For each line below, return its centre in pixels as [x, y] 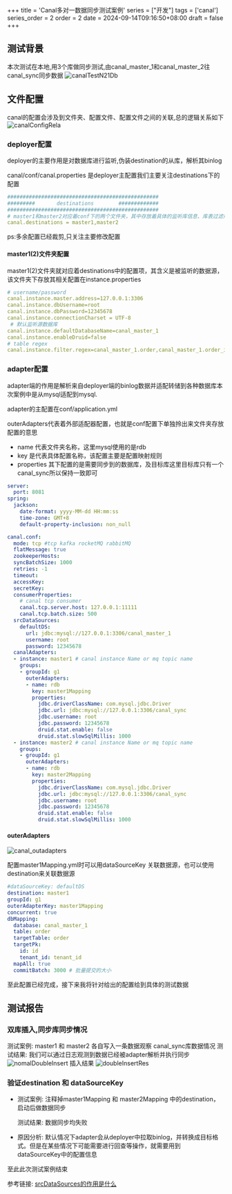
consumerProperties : [43, 595]
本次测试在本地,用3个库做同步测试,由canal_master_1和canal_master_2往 [109, 66]
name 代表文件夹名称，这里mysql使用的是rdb [81, 447]
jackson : [26, 505]
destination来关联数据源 [41, 874]
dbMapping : [23, 919]
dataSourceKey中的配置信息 [57, 1155]
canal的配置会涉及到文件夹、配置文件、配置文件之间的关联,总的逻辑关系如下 [116, 117]
